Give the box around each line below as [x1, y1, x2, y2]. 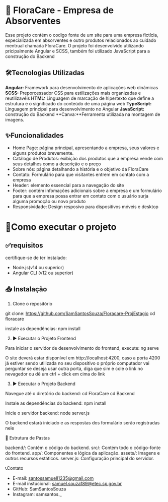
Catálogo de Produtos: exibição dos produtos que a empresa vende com [12, 155, 163, 161]
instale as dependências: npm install [5, 326, 80, 332]
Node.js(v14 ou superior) [12, 264, 64, 270]
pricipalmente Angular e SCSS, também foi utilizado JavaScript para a [5, 48, 150, 54]
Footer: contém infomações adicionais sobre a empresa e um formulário [12, 187, 162, 194]
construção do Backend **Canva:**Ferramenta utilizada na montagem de [5, 111, 160, 117]
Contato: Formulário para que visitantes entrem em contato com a [12, 171, 149, 177]
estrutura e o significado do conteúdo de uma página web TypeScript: [5, 100, 152, 106]
